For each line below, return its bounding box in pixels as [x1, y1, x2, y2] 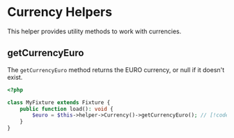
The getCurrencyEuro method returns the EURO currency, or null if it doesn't [7, 65, 225, 74]
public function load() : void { [19, 105, 114, 112]
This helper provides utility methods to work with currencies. [7, 27, 182, 35]
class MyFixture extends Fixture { [7, 98, 111, 106]
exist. [7, 73, 23, 81]
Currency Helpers [7, 4, 113, 20]
